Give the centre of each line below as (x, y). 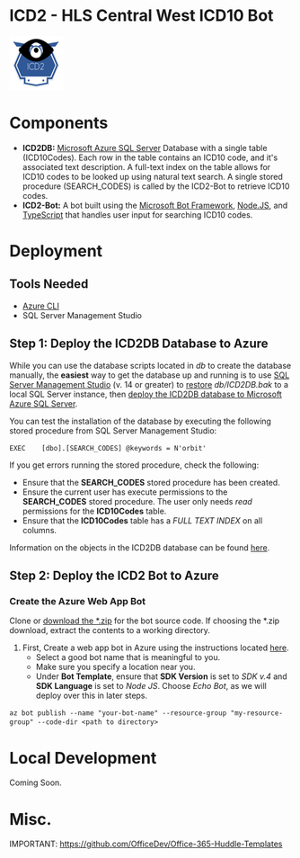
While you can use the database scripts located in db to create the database (150, 365)
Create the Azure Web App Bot (78, 601)
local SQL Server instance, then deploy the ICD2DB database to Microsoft (146, 394)
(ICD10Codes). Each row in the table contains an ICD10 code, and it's (150, 157)
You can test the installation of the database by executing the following (141, 421)
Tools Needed (49, 284)
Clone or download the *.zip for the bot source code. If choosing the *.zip (145, 621)
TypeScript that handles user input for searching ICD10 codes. (137, 214)
